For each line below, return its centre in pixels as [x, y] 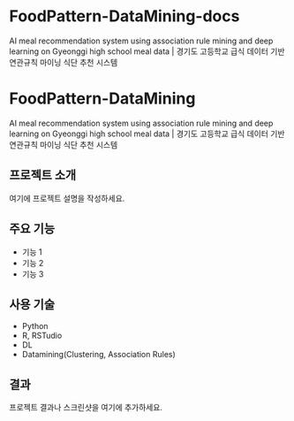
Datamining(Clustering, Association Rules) [99, 355]
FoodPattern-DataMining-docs [124, 16]
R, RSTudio [42, 336]
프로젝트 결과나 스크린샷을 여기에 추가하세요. [86, 408]
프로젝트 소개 [43, 176]
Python [35, 326]
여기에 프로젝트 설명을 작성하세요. [67, 198]
